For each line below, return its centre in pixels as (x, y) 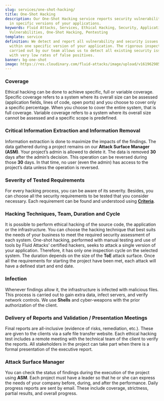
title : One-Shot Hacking (30, 14)
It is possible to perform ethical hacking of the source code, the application (81, 224)
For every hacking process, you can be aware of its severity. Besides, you (79, 191)
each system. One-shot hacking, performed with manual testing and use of (81, 240)
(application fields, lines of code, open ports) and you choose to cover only (81, 102)
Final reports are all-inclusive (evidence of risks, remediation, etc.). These (79, 328)
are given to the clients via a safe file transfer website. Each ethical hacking (81, 333)
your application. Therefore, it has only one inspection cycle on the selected (81, 251)
